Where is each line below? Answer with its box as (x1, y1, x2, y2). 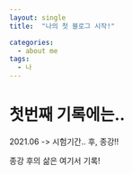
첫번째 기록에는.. (9, 105, 126, 125)
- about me (17, 46, 58, 55)
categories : (9, 38, 54, 47)
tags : (9, 55, 30, 64)
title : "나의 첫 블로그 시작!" (9, 22, 115, 31)
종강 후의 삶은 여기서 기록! (9, 155, 101, 166)
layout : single (9, 13, 66, 23)
